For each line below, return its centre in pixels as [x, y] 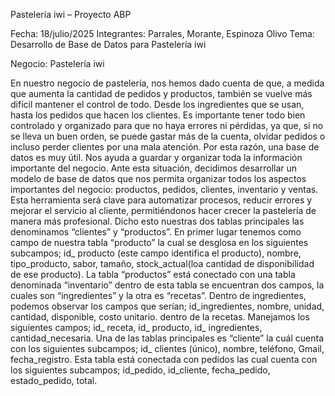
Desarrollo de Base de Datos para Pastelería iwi [108, 44]
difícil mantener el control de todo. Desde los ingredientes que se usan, [157, 104]
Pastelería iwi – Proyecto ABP [71, 14]
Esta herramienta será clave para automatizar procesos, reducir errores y [161, 200]
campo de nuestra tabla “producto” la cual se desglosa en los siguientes [159, 242]
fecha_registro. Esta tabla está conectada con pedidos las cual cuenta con [164, 359]
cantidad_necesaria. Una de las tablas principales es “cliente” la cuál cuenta [167, 338]
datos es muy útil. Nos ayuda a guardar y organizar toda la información [156, 157]
